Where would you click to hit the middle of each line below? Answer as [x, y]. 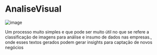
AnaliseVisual [33, 9]
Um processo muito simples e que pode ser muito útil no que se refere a [77, 32]
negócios [14, 47]
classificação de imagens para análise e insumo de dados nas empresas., [78, 37]
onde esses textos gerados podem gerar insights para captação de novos [79, 42]
